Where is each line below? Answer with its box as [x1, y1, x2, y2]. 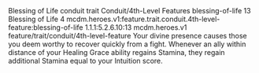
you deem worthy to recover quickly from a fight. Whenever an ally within [8, 39, 246, 49]
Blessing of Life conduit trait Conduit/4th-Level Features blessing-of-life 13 [8, 6, 251, 15]
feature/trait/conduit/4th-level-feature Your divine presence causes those [8, 31, 247, 40]
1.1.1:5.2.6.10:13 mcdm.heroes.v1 [84, 23, 187, 32]
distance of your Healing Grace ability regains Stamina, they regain [8, 48, 226, 57]
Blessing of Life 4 [8, 14, 65, 24]
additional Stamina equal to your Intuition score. [8, 57, 163, 65]
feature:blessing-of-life [8, 23, 83, 32]
